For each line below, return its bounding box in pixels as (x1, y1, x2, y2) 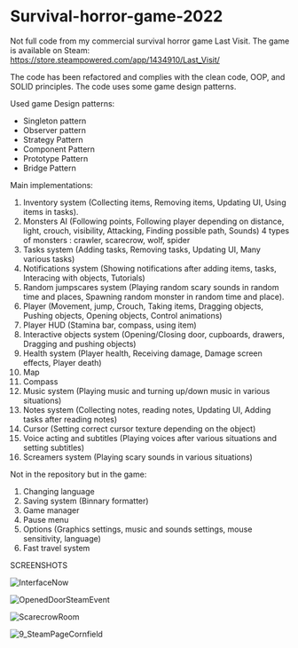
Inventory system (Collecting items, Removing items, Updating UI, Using (22, 197, 286, 208)
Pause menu (22, 514, 69, 525)
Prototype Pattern (22, 153, 89, 163)
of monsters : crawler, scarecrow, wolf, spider (22, 234, 191, 245)
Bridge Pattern (22, 162, 76, 173)
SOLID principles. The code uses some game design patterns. (10, 81, 237, 91)
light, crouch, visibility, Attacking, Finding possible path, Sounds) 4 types (22, 225, 290, 236)
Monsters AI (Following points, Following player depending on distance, (22, 216, 285, 226)
